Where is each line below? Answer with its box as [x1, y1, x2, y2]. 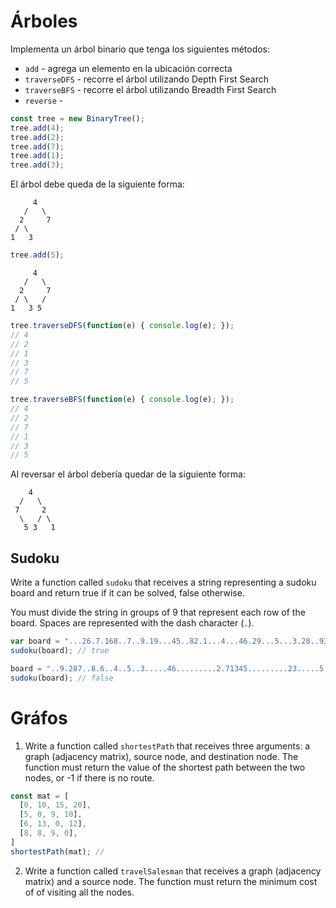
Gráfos [10, 706, 68, 729]
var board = [10, 636, 60, 647]
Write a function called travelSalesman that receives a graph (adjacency [24, 865, 322, 877]
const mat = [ [10, 791, 70, 801]
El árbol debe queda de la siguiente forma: [10, 178, 185, 190]
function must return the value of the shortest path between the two [24, 761, 306, 773]
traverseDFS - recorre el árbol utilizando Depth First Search [24, 73, 269, 85]
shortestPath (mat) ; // [10, 846, 105, 857]
